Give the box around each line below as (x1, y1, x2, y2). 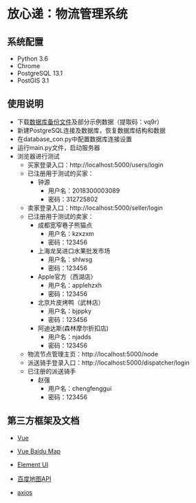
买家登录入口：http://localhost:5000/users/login (27, 160, 164, 169)
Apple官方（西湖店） (37, 272, 97, 281)
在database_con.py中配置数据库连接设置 (17, 135, 133, 143)
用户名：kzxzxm (47, 229, 94, 237)
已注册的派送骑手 (27, 367, 76, 375)
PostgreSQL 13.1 (17, 69, 63, 77)
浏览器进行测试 (17, 152, 60, 160)
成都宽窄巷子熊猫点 (37, 221, 93, 229)
